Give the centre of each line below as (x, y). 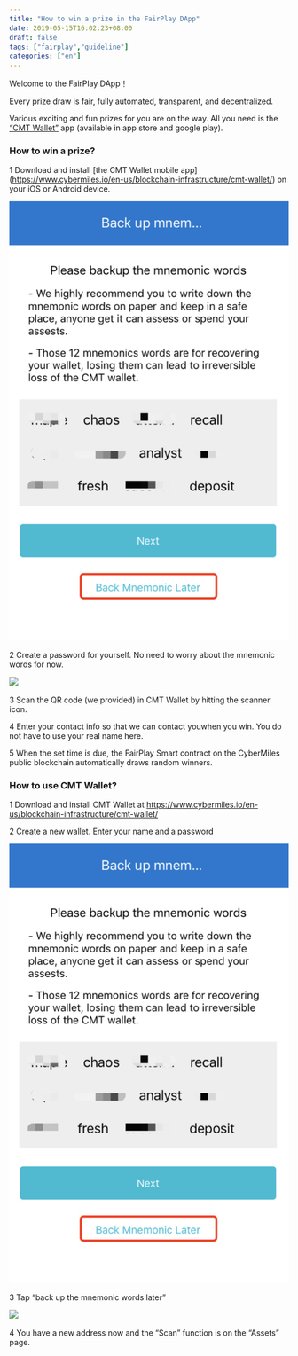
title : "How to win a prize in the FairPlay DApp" (105, 19)
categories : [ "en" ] (45, 56)
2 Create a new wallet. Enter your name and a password (112, 831)
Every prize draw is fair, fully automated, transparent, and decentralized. (141, 101)
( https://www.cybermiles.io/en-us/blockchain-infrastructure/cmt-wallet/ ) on (148, 180)
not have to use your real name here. (76, 736)
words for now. (36, 664)
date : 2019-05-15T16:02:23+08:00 (71, 28)
